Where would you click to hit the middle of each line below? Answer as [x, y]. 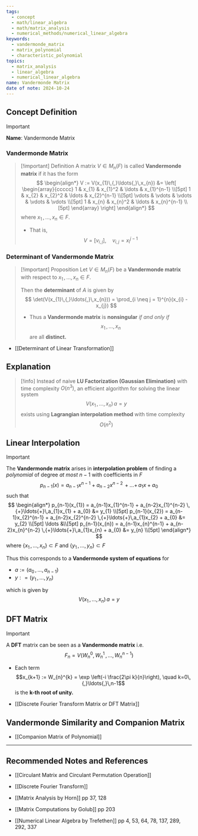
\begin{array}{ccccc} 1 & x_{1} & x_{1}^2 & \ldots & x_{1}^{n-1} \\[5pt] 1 [106, 189]
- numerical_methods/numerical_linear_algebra [70, 34]
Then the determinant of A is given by [67, 290]
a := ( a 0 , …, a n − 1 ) [37, 570]
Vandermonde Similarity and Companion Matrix [95, 723]
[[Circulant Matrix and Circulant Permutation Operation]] [83, 775]
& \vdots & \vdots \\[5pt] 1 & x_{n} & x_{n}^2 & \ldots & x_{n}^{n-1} [104, 202]
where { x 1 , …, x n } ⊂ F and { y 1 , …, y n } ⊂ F [56, 546]
